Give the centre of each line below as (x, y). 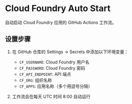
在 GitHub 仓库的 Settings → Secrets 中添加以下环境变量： (70, 52)
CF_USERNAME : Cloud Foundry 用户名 (54, 62)
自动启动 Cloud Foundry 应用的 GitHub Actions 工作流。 (61, 22)
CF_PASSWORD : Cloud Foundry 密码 (52, 68)
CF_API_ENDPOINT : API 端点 (45, 74)
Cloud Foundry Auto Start (58, 8)
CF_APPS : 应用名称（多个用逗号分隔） (56, 86)
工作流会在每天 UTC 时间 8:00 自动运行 (51, 96)
